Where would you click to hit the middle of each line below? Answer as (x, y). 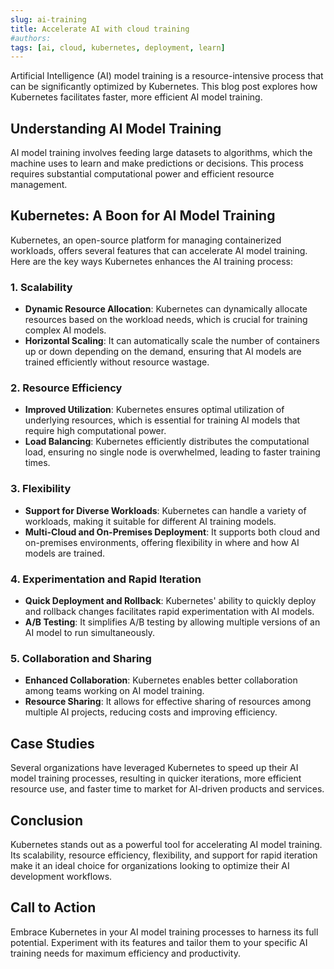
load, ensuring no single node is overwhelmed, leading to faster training (172, 452)
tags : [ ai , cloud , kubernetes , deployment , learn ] (118, 47)
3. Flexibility (41, 489)
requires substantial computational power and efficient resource (142, 174)
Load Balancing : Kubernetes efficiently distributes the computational (167, 442)
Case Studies (52, 743)
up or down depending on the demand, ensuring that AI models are (163, 352)
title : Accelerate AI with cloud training (100, 29)
